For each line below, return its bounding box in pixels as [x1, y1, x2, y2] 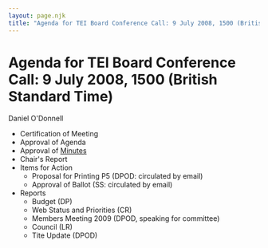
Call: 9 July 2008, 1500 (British [8, 70, 218, 89]
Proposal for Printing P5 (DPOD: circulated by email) [31, 171, 203, 181]
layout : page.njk [8, 11, 66, 20]
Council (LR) [31, 222, 73, 232]
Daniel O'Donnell [8, 113, 64, 124]
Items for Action [19, 163, 73, 172]
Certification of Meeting [19, 129, 99, 139]
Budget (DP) [31, 197, 73, 207]
